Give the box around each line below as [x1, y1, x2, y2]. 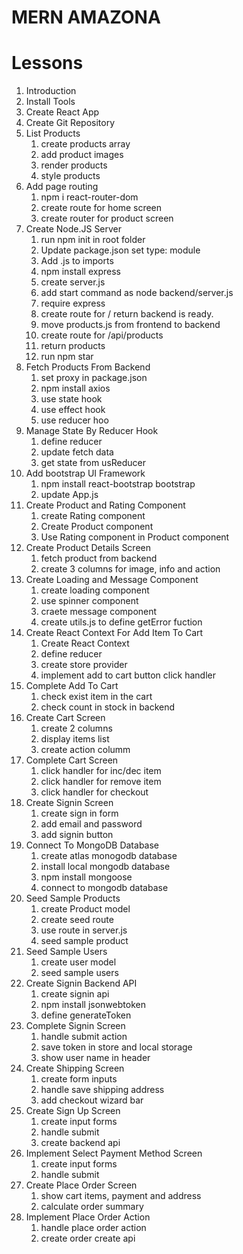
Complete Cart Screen [25, 754, 119, 766]
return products [40, 340, 106, 352]
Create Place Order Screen [25, 1179, 138, 1191]
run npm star [40, 351, 94, 363]
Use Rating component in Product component [40, 531, 230, 543]
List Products [25, 127, 81, 140]
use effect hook [40, 404, 106, 416]
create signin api [40, 988, 110, 1000]
